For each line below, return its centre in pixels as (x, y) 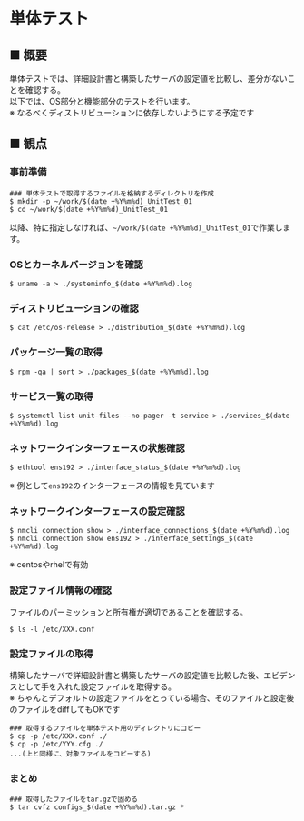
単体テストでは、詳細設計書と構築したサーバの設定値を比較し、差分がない (148, 79)
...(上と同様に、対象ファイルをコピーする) (80, 754)
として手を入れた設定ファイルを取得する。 (97, 686)
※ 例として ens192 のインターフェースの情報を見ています (112, 486)
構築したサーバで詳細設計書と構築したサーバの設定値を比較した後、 (137, 676)
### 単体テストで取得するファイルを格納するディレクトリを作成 (112, 193)
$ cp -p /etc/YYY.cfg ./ (56, 745)
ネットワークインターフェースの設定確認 (98, 512)
